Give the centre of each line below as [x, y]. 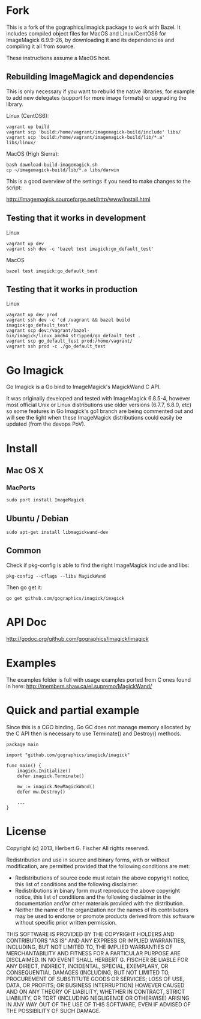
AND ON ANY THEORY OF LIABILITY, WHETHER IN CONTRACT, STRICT [96, 991]
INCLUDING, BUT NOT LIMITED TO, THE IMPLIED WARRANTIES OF [89, 947]
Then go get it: [24, 587]
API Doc [26, 622]
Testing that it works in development [76, 218]
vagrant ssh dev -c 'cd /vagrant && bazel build [68, 320]
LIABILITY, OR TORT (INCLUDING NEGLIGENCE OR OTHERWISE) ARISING [98, 998]
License [26, 831]
